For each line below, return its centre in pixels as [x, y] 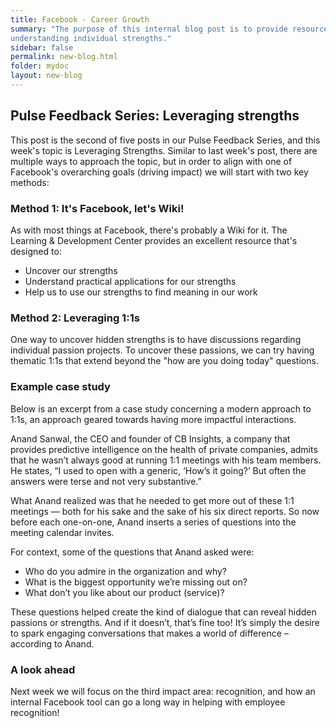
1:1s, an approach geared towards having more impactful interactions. [153, 419]
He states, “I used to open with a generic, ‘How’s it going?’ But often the [158, 470]
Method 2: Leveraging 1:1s [75, 318]
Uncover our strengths [71, 270]
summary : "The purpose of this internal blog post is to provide [149, 29]
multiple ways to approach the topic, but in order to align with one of [151, 161]
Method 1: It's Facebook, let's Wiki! [97, 208]
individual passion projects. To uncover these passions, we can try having [162, 350]
